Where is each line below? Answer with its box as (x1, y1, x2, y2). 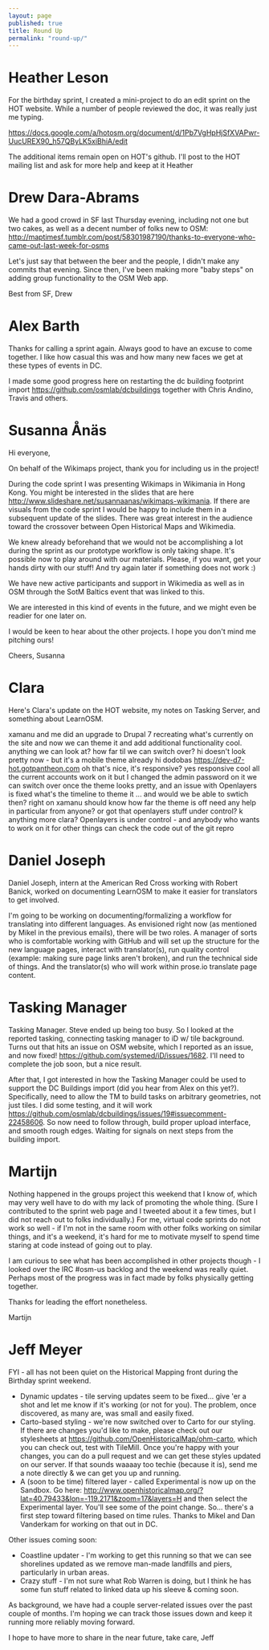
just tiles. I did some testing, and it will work (8, 1100, 153, 1110)
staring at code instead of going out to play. (8, 1240, 153, 1249)
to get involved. (8, 894, 60, 904)
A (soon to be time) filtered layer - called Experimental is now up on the (19, 1477, 257, 1486)
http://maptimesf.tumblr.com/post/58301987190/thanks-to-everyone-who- (8, 232, 256, 242)
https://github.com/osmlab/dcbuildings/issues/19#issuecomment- (8, 1109, 227, 1118)
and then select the (183, 1493, 247, 1503)
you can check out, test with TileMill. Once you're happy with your (19, 1442, 239, 1452)
